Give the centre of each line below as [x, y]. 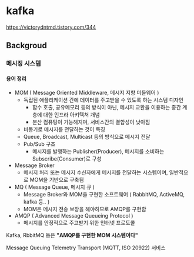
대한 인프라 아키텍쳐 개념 [71, 115]
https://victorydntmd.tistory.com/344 [51, 27]
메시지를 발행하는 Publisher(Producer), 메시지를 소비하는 [98, 152]
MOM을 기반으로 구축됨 [57, 180]
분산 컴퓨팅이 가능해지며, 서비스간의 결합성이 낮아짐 [91, 122]
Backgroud [26, 46]
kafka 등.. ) [36, 202]
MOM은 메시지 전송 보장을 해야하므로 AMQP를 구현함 [85, 209]
